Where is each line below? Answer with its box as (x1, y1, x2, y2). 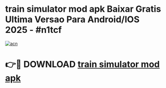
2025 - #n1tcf (5, 25, 62, 35)
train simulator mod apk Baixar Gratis (5, 3, 161, 15)
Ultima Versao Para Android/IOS (5, 14, 140, 25)
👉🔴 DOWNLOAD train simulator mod (5, 59, 160, 70)
